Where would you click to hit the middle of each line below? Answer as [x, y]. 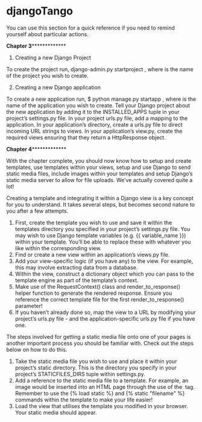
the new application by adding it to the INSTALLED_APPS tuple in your [93, 112]
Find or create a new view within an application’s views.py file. [92, 254]
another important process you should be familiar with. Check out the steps [100, 343]
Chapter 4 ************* [36, 149]
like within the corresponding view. [58, 248]
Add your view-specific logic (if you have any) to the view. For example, [104, 261]
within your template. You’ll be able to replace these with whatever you [103, 242]
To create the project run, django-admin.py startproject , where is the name [100, 69]
